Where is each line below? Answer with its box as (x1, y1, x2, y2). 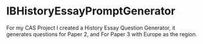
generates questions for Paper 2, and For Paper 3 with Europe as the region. (6, 30, 198, 37)
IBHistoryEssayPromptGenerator (6, 4, 176, 18)
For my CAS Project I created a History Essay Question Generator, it (6, 24, 176, 31)
